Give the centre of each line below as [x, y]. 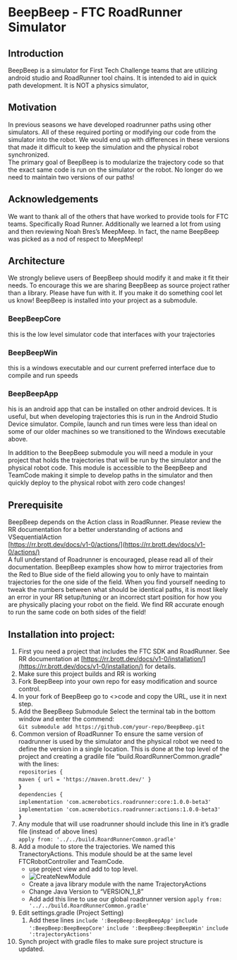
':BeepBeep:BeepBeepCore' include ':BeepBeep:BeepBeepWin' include [128, 928]
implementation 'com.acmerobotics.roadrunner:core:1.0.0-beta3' [115, 802]
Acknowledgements [53, 200]
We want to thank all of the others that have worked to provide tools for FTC [118, 216]
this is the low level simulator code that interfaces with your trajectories [112, 334]
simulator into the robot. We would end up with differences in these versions [119, 139]
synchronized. [29, 154]
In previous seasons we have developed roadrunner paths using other [110, 124]
